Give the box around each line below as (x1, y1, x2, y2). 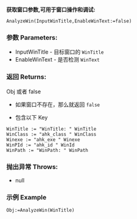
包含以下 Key (15, 113, 48, 121)
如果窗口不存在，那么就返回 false (15, 101, 100, 108)
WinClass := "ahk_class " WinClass (6, 131, 97, 137)
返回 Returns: (6, 73, 47, 81)
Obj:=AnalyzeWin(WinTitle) (6, 207, 75, 214)
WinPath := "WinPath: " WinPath (6, 147, 88, 153)
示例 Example (6, 193, 47, 201)
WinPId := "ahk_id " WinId (6, 142, 75, 148)
